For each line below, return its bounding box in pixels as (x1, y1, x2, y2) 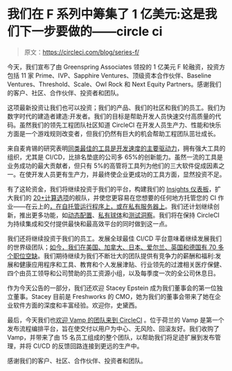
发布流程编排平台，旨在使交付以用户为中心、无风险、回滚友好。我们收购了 (7, 324, 220, 333)
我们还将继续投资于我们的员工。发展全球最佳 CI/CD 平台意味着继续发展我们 (7, 234, 222, 243)
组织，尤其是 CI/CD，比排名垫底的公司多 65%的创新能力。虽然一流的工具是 (7, 153, 223, 161)
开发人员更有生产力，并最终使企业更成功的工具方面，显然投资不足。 (30, 170, 226, 178)
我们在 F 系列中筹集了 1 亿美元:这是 (7, 6, 206, 22)
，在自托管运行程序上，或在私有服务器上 (49, 202, 165, 210)
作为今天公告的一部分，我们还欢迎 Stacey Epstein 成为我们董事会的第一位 (7, 284, 217, 292)
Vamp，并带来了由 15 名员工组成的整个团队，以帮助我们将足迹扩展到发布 (7, 333, 215, 341)
